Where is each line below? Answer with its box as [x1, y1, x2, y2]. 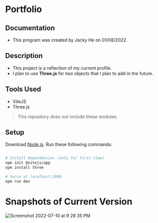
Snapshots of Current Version [5, 196, 132, 207]
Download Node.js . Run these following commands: [5, 141, 112, 147]
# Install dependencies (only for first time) [5, 155, 105, 161]
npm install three [5, 165, 44, 170]
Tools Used [5, 85, 41, 94]
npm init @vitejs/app [5, 160, 51, 165]
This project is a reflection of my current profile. [12, 65, 112, 71]
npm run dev [5, 179, 30, 184]
